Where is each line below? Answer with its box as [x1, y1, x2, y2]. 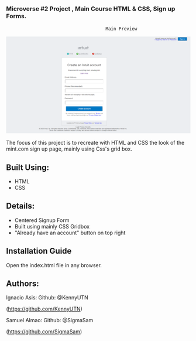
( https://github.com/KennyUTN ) [6, 305, 83, 312]
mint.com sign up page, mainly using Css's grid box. [6, 145, 133, 152]
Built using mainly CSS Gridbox [14, 223, 90, 230]
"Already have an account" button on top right [14, 229, 126, 236]
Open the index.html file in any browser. [6, 261, 102, 268]
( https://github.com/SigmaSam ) [6, 328, 82, 335]
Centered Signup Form [14, 216, 70, 224]
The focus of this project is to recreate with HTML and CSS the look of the [6, 139, 185, 146]
